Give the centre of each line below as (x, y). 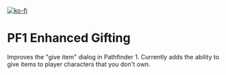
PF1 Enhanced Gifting (69, 38)
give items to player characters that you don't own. (79, 64)
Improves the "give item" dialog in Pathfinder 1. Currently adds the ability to (113, 57)
